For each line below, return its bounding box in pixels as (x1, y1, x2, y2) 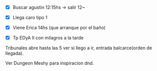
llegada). (5, 50, 24, 56)
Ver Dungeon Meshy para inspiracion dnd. (5, 60, 94, 66)
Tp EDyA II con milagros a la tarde (12, 35, 84, 41)
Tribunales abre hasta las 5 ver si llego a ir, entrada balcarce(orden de (5, 45, 152, 51)
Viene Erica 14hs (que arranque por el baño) (12, 25, 106, 31)
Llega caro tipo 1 (12, 15, 47, 21)
